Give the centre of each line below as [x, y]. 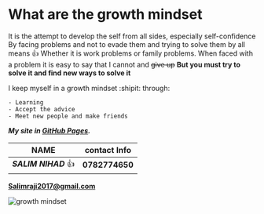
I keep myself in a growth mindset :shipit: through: [89, 88]
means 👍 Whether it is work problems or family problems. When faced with [131, 53]
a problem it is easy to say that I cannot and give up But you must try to [125, 64]
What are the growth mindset [105, 15]
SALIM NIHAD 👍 [44, 164]
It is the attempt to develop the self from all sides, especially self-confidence [132, 36]
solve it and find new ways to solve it [70, 73]
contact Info [108, 150]
